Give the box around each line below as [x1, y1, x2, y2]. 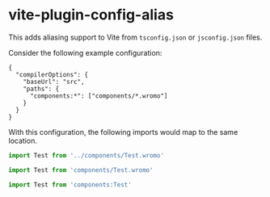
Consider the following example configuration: [8, 48, 162, 57]
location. [8, 136, 38, 145]
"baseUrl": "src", [23, 78, 85, 86]
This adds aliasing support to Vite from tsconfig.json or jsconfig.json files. [8, 32, 263, 42]
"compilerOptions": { [15, 70, 89, 78]
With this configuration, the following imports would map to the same [8, 127, 238, 136]
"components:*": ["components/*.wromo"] [29, 91, 168, 100]
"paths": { [23, 85, 60, 93]
